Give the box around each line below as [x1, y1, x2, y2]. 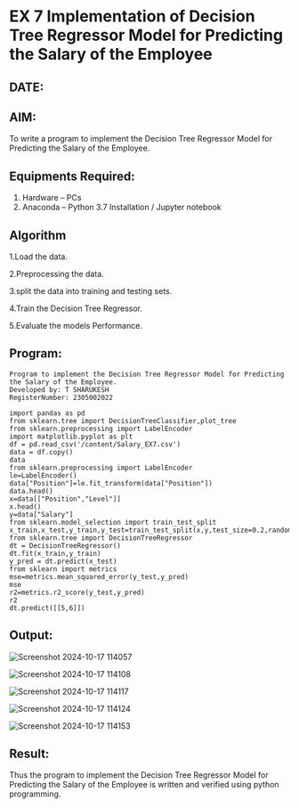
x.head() [9, 502, 42, 511]
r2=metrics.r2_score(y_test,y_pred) [9, 588, 145, 597]
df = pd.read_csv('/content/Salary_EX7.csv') [9, 439, 181, 449]
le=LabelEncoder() [9, 470, 77, 480]
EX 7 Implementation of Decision [9, 6, 255, 27]
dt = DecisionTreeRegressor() [9, 541, 122, 550]
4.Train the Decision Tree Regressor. [9, 303, 143, 314]
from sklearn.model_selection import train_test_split [9, 518, 217, 526]
